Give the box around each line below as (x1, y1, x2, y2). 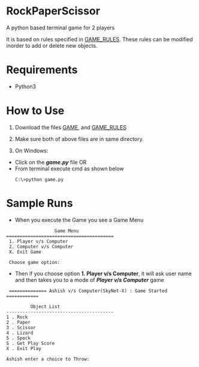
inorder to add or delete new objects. (6, 42, 98, 49)
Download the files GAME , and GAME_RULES (14, 124, 127, 131)
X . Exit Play (6, 345, 42, 351)
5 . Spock (6, 335, 31, 341)
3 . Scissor (6, 324, 36, 330)
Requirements (6, 63, 78, 77)
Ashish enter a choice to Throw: (6, 356, 90, 362)
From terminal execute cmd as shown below (14, 165, 124, 172)
